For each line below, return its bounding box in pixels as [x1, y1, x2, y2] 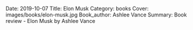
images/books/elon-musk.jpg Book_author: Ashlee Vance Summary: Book [5, 11, 187, 18]
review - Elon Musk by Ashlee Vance [5, 18, 96, 24]
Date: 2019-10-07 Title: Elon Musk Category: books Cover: [5, 5, 149, 12]
